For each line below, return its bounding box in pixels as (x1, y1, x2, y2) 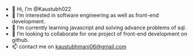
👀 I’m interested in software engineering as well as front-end (11, 12, 159, 19)
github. (11, 37, 30, 43)
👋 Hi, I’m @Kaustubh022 (11, 6, 72, 12)
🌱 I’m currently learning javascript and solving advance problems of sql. (11, 24, 187, 31)
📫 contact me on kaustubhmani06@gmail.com (11, 43, 127, 50)
